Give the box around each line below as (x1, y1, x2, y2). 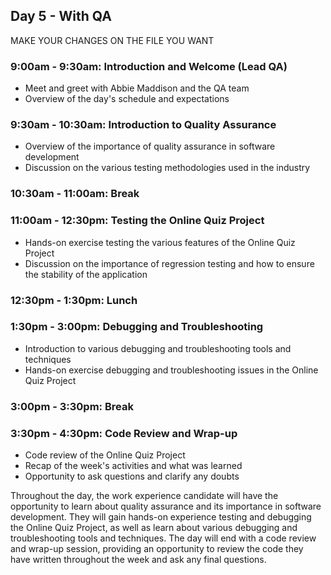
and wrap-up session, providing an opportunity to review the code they (10, 543, 304, 555)
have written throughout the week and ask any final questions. (10, 554, 267, 566)
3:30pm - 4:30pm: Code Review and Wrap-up (10, 426, 238, 440)
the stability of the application (24, 268, 148, 280)
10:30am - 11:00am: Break (10, 187, 140, 201)
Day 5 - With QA (10, 8, 112, 25)
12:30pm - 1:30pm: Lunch (10, 293, 138, 307)
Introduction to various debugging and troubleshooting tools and (24, 342, 292, 354)
